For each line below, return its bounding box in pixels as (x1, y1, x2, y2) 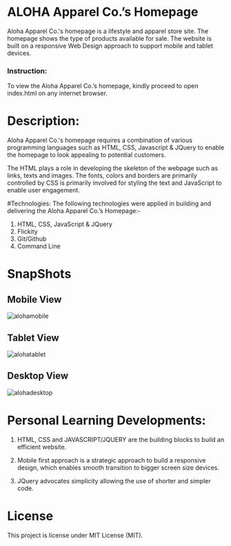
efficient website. (17, 443, 67, 451)
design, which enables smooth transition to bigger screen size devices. (17, 463, 219, 472)
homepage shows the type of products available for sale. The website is (7, 34, 212, 42)
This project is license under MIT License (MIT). (7, 531, 143, 539)
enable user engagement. (7, 186, 81, 194)
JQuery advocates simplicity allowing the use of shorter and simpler (17, 476, 212, 485)
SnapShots (7, 266, 72, 282)
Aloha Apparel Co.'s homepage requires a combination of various (7, 136, 193, 145)
